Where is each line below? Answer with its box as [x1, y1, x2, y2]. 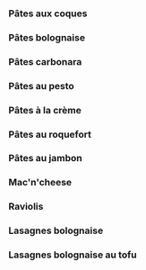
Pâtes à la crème [8, 103, 82, 116]
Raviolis [8, 201, 44, 213]
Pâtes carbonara [8, 55, 82, 67]
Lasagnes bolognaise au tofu [8, 248, 137, 261]
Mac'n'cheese [8, 176, 73, 189]
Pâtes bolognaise [8, 31, 86, 43]
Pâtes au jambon [8, 152, 82, 165]
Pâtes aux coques [8, 7, 88, 20]
